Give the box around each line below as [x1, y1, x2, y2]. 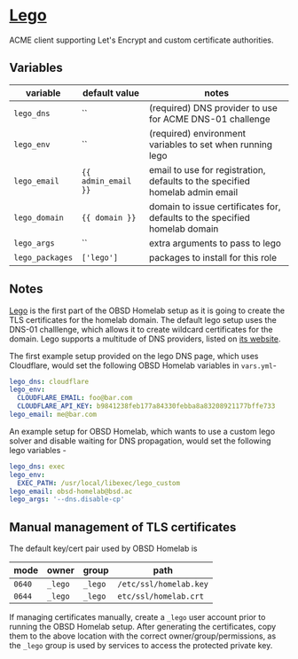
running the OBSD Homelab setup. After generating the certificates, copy [9, 622, 277, 632]
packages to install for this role [149, 251, 278, 263]
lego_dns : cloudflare [9, 377, 90, 386]
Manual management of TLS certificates [9, 520, 237, 535]
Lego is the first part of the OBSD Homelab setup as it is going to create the [9, 305, 286, 316]
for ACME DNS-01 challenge [149, 113, 271, 125]
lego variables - [9, 444, 67, 455]
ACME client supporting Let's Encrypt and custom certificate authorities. [9, 35, 274, 45]
